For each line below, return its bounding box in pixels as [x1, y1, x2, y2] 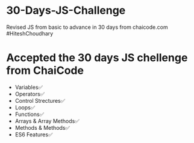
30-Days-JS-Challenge [6, 4, 126, 17]
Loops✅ [14, 103, 36, 111]
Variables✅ [14, 84, 43, 91]
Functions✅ [14, 111, 45, 118]
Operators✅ [14, 90, 45, 97]
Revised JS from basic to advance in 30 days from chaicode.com [6, 23, 168, 31]
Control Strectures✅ [14, 97, 66, 104]
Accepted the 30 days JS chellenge [6, 51, 188, 65]
